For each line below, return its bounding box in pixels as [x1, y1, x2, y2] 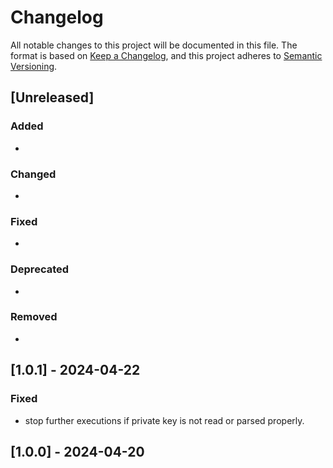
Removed [10, 310, 58, 324]
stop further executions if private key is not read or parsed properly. [24, 414, 305, 426]
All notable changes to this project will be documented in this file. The [10, 39, 298, 51]
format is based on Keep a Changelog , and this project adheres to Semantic [10, 49, 323, 61]
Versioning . [10, 60, 58, 72]
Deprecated [10, 262, 70, 276]
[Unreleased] [10, 89, 95, 106]
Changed [10, 167, 57, 181]
